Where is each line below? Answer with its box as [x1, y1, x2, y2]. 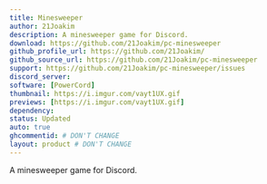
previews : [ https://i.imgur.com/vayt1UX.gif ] [9, 97, 184, 107]
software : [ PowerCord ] [9, 81, 95, 90]
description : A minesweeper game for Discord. [9, 30, 189, 39]
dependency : [9, 106, 54, 115]
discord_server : [9, 73, 71, 82]
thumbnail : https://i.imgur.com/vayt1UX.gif [9, 89, 181, 98]
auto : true [9, 123, 51, 132]
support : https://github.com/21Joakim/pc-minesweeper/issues [9, 64, 246, 73]
